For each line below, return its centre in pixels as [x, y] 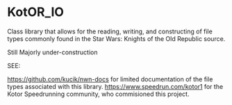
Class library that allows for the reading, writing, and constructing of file [110, 31]
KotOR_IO [36, 12]
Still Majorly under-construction [52, 52]
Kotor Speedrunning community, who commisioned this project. [98, 94]
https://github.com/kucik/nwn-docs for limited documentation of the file [110, 79]
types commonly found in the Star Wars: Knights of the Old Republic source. [116, 38]
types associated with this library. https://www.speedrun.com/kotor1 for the [115, 86]
